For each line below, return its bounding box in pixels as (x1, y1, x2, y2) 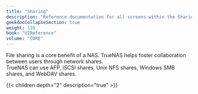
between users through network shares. (6, 58, 104, 65)
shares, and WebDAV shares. (6, 71, 77, 77)
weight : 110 (6, 25, 35, 31)
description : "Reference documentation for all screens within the (6, 14, 176, 20)
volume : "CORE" (6, 36, 44, 41)
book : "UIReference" (6, 30, 57, 36)
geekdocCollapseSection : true (6, 19, 81, 25)
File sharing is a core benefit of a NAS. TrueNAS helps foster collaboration (6, 52, 186, 58)
